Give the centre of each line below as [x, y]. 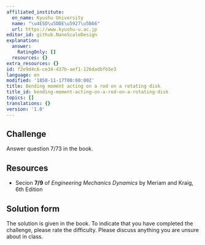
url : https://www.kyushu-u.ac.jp [55, 29]
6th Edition [29, 189]
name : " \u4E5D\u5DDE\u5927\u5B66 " [56, 23]
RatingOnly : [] [37, 52]
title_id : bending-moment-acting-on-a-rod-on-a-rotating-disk [87, 92]
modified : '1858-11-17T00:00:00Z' [51, 80]
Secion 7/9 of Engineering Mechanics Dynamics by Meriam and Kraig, [104, 183]
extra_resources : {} [33, 63]
